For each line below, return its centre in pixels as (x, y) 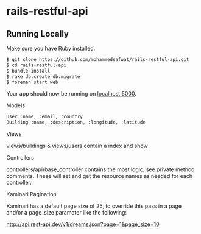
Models (16, 105)
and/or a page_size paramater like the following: (66, 213)
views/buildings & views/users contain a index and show (77, 146)
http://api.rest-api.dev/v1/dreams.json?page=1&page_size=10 (83, 224)
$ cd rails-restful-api (37, 65)
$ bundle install (28, 71)
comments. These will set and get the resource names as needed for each (100, 176)
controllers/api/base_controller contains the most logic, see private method (100, 169)
